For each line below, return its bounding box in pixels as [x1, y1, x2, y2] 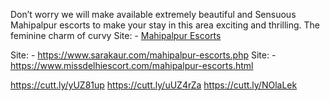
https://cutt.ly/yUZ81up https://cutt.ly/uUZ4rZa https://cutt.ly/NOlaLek [10, 79, 298, 91]
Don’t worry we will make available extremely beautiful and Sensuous [10, 9, 297, 20]
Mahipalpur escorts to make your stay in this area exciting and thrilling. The [10, 19, 321, 31]
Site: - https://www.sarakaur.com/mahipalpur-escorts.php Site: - [10, 49, 277, 61]
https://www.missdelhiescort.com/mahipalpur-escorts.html [10, 60, 254, 71]
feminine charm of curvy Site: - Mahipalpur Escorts [10, 30, 222, 41]
